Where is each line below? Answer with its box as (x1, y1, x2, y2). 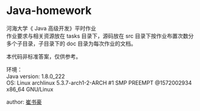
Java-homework (6, 4, 92, 18)
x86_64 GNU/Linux (6, 85, 54, 93)
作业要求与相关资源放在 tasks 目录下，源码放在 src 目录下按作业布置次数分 (6, 32, 194, 40)
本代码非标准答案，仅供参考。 (6, 52, 81, 60)
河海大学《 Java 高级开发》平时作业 (6, 24, 96, 32)
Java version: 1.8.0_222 (6, 73, 65, 80)
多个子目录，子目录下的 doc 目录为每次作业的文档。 (6, 40, 137, 47)
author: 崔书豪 (6, 98, 42, 106)
